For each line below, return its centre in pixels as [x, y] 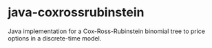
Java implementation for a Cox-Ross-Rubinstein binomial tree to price [107, 31]
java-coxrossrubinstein [76, 13]
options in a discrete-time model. [55, 38]
